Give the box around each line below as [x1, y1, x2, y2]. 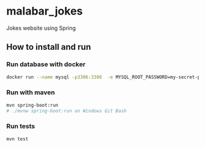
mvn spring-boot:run [6, 102, 59, 108]
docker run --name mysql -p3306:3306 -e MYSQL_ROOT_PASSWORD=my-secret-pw [6, 74, 203, 80]
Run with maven [6, 88, 56, 97]
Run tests [6, 122, 35, 131]
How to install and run [6, 42, 92, 52]
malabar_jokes [6, 4, 83, 18]
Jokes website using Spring [6, 24, 76, 32]
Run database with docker [6, 60, 86, 69]
